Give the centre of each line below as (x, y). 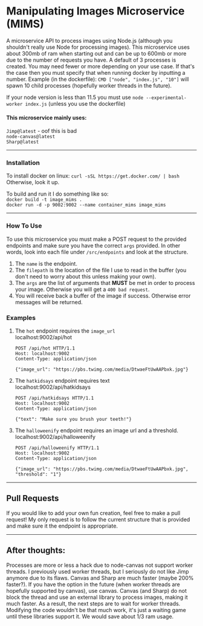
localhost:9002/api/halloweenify (55, 437)
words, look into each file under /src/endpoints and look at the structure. (97, 252)
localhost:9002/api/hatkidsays (53, 387)
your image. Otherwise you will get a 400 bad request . (82, 289)
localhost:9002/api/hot (43, 337)
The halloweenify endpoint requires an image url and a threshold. (97, 430)
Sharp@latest (23, 142)
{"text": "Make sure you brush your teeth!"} (73, 420)
